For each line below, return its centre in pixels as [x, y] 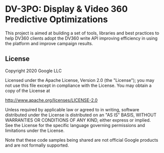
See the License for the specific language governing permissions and [75, 125]
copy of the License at [28, 90]
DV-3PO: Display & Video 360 [67, 9]
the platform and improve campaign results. [49, 43]
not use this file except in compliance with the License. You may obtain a [78, 85]
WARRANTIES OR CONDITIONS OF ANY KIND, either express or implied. [78, 120]
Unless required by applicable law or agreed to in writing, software [72, 109]
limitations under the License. [35, 130]
